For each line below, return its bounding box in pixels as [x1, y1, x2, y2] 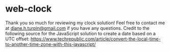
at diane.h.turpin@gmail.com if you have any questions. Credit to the [5, 25, 150, 31]
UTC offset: [5, 36, 30, 42]
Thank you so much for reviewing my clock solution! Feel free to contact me [5, 20, 165, 26]
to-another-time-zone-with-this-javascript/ [5, 41, 96, 47]
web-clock [5, 3, 52, 15]
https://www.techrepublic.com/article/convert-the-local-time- [30, 36, 161, 42]
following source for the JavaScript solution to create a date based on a [5, 30, 156, 36]
